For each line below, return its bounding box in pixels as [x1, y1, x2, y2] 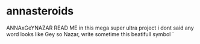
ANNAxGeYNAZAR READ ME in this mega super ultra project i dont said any [6, 24, 194, 31]
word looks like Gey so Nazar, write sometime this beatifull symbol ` [6, 30, 174, 37]
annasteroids [6, 4, 74, 18]
